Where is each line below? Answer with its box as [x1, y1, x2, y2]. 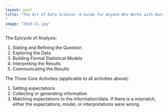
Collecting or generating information [12, 90, 87, 96]
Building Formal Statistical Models [12, 55, 82, 61]
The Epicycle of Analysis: [5, 35, 57, 41]
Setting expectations [12, 85, 55, 91]
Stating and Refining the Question [12, 44, 82, 50]
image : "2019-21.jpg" [5, 21, 50, 26]
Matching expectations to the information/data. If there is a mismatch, [12, 96, 156, 102]
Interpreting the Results [12, 60, 61, 66]
